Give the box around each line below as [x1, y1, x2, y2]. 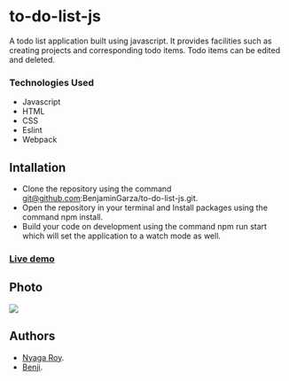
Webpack [21, 135, 58, 145]
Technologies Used [9, 76, 95, 89]
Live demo [9, 253, 55, 265]
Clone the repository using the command [21, 183, 172, 194]
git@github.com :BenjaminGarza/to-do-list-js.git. [21, 193, 199, 204]
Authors [9, 329, 56, 344]
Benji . [21, 362, 43, 372]
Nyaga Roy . [21, 352, 65, 362]
